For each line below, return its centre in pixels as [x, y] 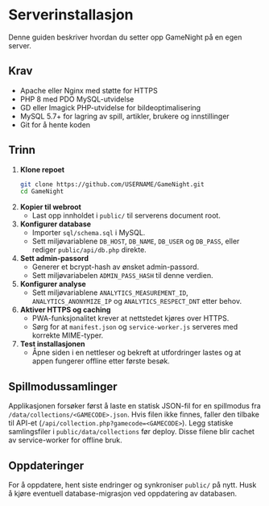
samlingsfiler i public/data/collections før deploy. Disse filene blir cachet [132, 432]
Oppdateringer [46, 465]
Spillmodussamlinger [63, 386]
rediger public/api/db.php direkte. [89, 250]
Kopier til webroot [51, 207]
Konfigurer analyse [53, 284]
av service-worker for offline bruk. [65, 440]
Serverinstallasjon [71, 15]
